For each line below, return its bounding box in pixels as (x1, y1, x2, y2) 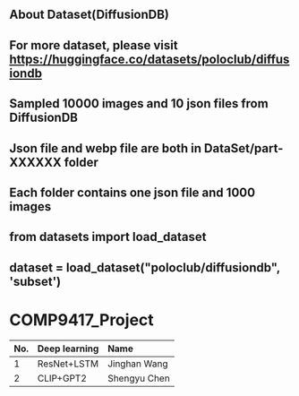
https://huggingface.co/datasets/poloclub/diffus (9, 51, 290, 66)
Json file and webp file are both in (9, 141, 202, 156)
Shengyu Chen (107, 372, 170, 384)
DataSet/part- (204, 141, 284, 156)
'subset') (9, 273, 62, 289)
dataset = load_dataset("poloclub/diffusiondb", (9, 260, 280, 275)
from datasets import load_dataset (9, 229, 207, 245)
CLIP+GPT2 (37, 372, 88, 384)
